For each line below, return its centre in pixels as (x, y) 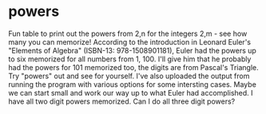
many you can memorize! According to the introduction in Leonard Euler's (130, 41)
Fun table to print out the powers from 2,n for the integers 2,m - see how (128, 33)
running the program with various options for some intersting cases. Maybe (133, 84)
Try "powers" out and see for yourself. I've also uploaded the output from (129, 76)
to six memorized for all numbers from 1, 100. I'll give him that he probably (130, 59)
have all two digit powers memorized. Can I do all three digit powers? (122, 101)
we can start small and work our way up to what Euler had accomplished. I (131, 92)
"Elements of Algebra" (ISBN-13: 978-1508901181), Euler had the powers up (133, 50)
